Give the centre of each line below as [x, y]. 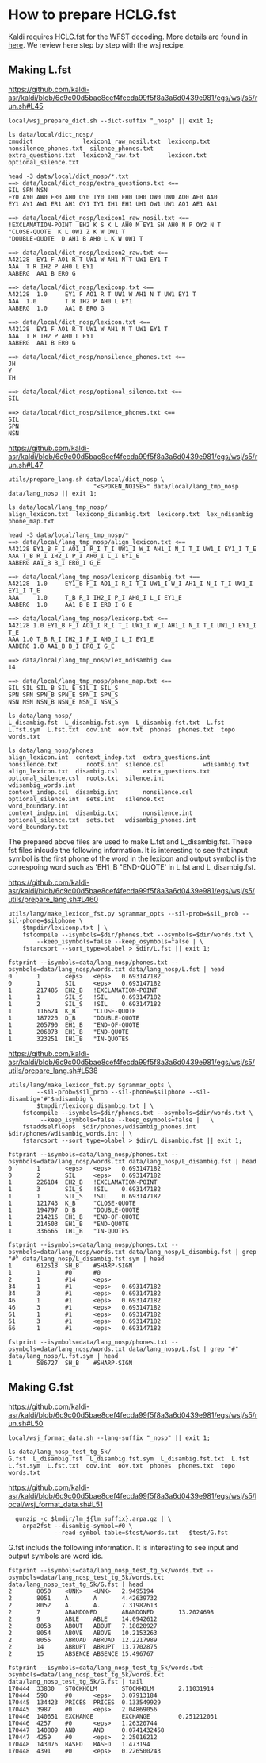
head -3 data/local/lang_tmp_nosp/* [68, 535]
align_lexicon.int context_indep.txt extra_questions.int [110, 757]
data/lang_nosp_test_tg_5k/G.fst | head [76, 1584]
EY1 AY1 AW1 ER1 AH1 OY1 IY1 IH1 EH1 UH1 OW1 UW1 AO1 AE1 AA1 [113, 204]
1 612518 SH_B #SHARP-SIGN [70, 1265]
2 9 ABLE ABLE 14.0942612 [83, 1619]
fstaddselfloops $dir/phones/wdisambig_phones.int [109, 1126]
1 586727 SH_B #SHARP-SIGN [70, 1363]
